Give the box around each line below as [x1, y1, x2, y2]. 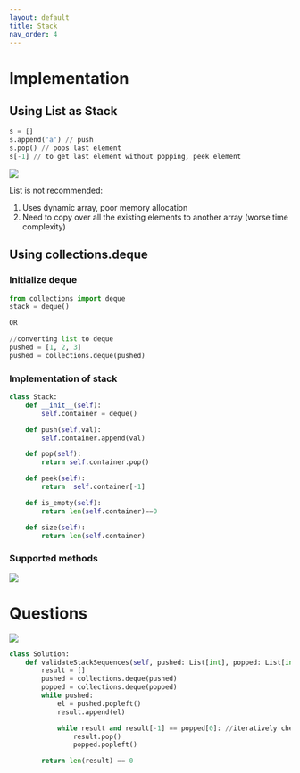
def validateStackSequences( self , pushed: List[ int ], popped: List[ [25, 658, 286, 667]
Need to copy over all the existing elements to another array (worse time [21, 212, 288, 222]
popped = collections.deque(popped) [41, 683, 178, 692]
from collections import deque [9, 294, 126, 303]
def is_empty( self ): [25, 498, 102, 507]
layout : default [9, 12, 70, 22]
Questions [9, 603, 87, 623]
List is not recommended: [9, 185, 104, 195]
